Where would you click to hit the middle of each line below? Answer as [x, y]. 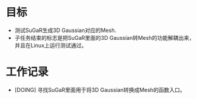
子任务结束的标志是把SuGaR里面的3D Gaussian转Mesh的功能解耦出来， [105, 37]
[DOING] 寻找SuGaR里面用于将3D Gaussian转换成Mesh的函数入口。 [100, 90]
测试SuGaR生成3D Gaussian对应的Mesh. [65, 30]
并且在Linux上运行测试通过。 [51, 45]
